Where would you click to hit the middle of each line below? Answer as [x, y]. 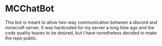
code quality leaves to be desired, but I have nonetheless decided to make [81, 33]
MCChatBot [30, 9]
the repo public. [21, 38]
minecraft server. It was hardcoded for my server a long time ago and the [80, 27]
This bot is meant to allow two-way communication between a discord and [81, 22]
